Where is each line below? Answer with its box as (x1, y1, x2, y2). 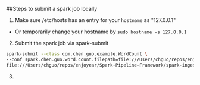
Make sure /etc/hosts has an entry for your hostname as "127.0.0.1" (14, 17, 176, 23)
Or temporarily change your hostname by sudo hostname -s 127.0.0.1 (14, 28, 187, 35)
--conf (6, 56, 23, 62)
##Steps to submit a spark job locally (6, 5, 98, 12)
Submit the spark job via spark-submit (14, 40, 109, 46)
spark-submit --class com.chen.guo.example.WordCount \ (6, 51, 148, 57)
